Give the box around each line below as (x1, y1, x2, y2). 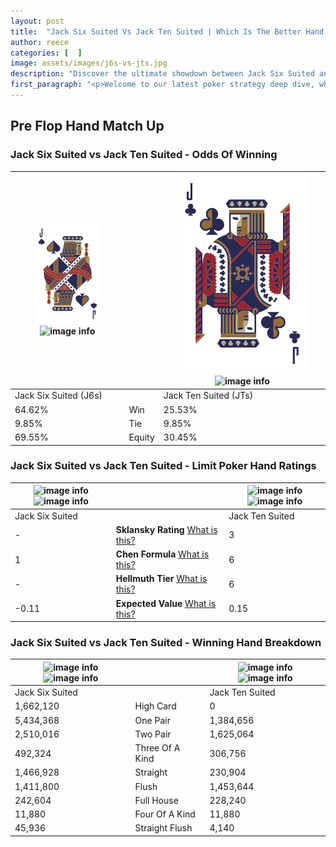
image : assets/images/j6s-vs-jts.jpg (10, 58, 168, 69)
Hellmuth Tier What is (115, 573, 208, 585)
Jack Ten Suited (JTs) (163, 390, 254, 402)
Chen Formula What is (115, 548, 210, 560)
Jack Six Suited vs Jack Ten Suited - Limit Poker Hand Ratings (10, 459, 317, 473)
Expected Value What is (115, 597, 217, 609)
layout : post (10, 16, 65, 26)
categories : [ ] (10, 48, 83, 58)
